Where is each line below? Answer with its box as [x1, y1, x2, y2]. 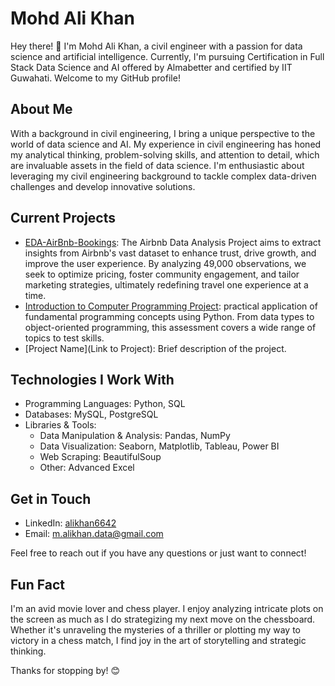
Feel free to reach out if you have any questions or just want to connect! [10, 547, 307, 559]
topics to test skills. [24, 332, 105, 344]
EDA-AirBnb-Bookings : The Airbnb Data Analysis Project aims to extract [24, 236, 322, 248]
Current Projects [10, 210, 116, 227]
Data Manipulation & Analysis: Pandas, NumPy [39, 430, 231, 442]
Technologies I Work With [10, 371, 175, 388]
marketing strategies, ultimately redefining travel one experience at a [24, 278, 309, 291]
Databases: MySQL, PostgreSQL [24, 408, 159, 421]
